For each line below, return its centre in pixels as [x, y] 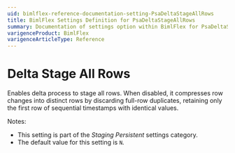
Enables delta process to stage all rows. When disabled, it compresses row [115, 93]
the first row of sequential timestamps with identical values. [93, 108]
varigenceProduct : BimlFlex [48, 33]
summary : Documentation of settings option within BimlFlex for [103, 26]
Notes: [17, 122]
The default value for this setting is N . [71, 143]
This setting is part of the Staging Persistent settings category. [107, 135]
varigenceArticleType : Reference [56, 40]
